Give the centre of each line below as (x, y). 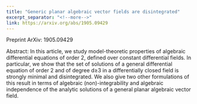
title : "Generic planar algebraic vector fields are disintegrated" (93, 12)
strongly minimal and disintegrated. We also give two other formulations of (98, 77)
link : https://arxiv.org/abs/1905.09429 (57, 23)
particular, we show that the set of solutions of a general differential (89, 64)
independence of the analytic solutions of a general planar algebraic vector (98, 90)
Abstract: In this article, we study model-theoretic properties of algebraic (96, 51)
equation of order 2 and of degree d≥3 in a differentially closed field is (93, 71)
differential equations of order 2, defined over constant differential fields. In (99, 58)
